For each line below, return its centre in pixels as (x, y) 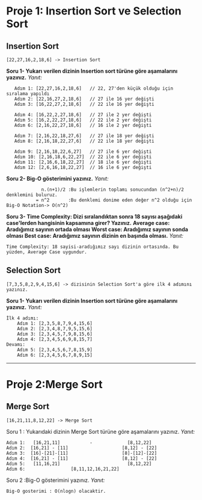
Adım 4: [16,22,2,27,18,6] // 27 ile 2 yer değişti (83, 115)
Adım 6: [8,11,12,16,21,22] (63, 469)
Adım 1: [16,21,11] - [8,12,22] (79, 443)
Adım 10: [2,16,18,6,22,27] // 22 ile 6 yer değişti (83, 157)
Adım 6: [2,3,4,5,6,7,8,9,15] (55, 355)
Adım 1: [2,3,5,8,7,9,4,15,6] (55, 323)
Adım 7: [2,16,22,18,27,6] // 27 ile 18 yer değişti (84, 136)
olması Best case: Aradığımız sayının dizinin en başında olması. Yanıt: (95, 236)
